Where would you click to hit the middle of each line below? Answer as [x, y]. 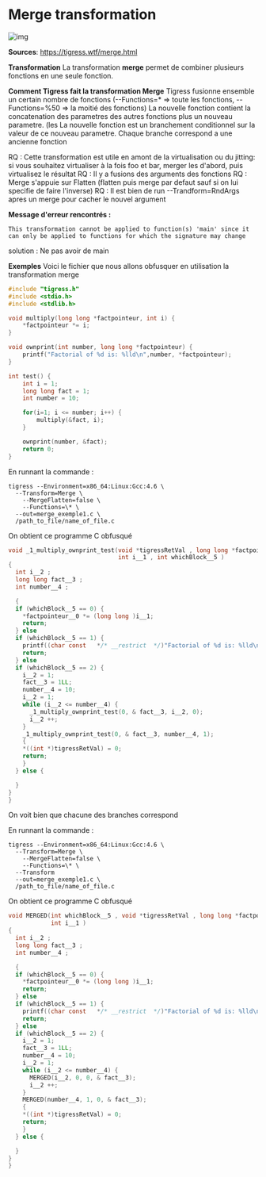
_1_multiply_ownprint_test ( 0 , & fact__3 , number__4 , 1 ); [118, 734]
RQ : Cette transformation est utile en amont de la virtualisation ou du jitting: [132, 157]
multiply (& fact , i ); [70, 420]
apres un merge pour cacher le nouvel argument [87, 199]
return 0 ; [39, 449]
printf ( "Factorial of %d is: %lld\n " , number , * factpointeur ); [127, 355]
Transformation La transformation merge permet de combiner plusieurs [126, 67]
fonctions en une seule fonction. [61, 75]
